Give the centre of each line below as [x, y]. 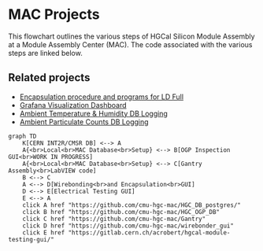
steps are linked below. [45, 53]
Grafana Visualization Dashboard [73, 105]
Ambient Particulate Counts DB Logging [84, 122]
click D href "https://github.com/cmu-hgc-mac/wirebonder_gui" [128, 226]
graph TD [22, 136]
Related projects [49, 78]
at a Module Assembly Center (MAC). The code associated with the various [130, 44]
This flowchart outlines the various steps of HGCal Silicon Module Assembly [131, 36]
